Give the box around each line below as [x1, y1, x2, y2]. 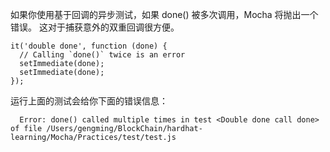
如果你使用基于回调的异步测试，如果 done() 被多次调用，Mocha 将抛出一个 [10, 9, 319, 20]
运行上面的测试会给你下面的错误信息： [10, 95, 168, 107]
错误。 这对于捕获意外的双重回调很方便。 [10, 21, 180, 33]
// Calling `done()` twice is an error [19, 50, 186, 60]
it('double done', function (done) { [10, 41, 168, 51]
